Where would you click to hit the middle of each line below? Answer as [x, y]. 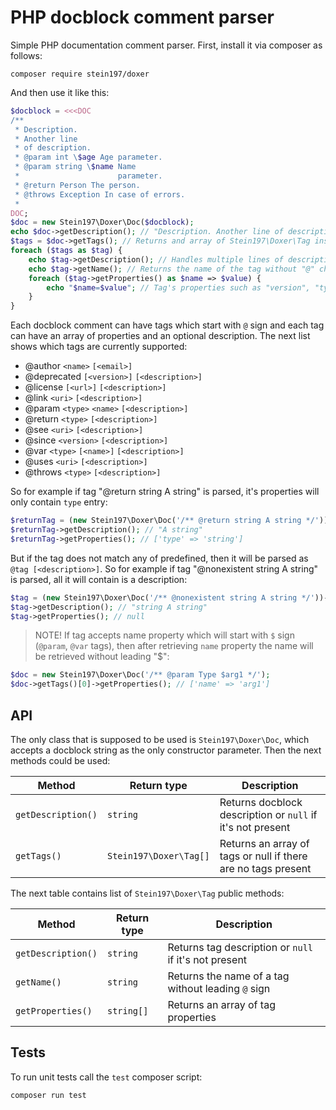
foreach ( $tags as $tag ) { [66, 251]
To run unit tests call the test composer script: [106, 1077]
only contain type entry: [59, 502]
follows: [26, 55]
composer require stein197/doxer [80, 74]
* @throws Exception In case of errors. [100, 194]
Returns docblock [261, 802]
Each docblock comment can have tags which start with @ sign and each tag [167, 325]
